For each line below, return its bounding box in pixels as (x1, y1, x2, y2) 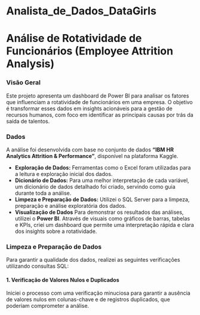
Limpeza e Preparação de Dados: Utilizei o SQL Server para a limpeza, (14, 196, 190, 203)
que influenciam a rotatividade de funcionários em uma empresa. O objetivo (6, 98, 193, 105)
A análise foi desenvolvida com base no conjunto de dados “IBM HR (6, 146, 174, 153)
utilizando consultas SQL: (6, 262, 69, 270)
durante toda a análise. (14, 189, 72, 196)
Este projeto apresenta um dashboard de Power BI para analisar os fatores (6, 92, 189, 99)
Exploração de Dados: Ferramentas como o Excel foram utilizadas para (14, 163, 191, 171)
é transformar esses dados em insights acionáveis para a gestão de (6, 105, 173, 112)
